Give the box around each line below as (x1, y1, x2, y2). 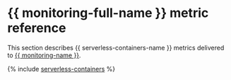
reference (7, 20, 66, 36)
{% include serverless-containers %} (7, 64, 116, 73)
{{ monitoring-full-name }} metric (7, 5, 209, 21)
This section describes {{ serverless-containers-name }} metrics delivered (7, 43, 225, 52)
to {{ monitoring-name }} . (7, 51, 81, 59)
